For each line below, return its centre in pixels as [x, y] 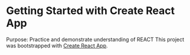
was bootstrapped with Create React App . [57, 46]
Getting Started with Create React [91, 11]
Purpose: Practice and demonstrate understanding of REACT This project [95, 39]
